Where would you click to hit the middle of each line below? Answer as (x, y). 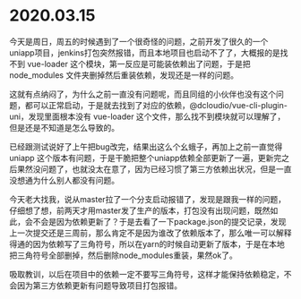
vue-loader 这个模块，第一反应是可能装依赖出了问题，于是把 (138, 64)
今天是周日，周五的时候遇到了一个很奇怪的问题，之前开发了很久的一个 (139, 41)
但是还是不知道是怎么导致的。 (64, 127)
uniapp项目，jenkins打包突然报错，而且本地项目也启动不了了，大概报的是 (145, 52)
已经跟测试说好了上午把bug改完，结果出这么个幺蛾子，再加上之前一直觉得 (146, 146)
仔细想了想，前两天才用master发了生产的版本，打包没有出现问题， (132, 210)
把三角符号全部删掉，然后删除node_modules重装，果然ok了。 (123, 255)
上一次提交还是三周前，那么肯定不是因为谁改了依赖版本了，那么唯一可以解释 (150, 233)
